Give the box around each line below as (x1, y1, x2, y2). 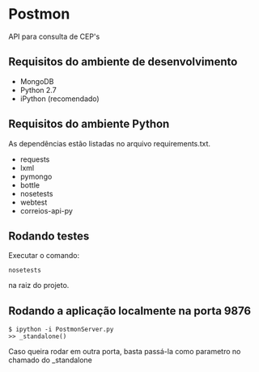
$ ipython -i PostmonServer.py (8, 325, 114, 334)
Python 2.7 (19, 85, 57, 95)
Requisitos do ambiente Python (8, 117, 170, 131)
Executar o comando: (8, 251, 80, 260)
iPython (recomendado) (19, 94, 100, 104)
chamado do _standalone (8, 355, 93, 365)
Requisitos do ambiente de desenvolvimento (8, 55, 238, 69)
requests (19, 154, 50, 164)
